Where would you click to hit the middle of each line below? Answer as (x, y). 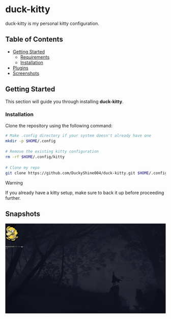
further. (13, 198)
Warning (14, 183)
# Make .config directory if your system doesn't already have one (78, 136)
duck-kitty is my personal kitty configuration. (52, 23)
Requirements (35, 57)
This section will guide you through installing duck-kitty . (64, 101)
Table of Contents (34, 39)
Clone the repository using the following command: (59, 125)
